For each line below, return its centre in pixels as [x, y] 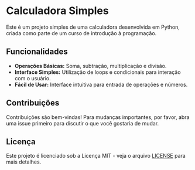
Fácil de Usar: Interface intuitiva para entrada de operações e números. [101, 84]
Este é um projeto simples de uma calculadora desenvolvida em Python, [93, 27]
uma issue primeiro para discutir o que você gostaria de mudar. [83, 123]
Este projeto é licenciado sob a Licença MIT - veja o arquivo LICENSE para [96, 156]
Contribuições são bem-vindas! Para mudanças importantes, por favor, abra [98, 117]
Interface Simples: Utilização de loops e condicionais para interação [97, 72]
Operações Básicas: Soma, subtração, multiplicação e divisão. [90, 66]
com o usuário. [32, 78]
